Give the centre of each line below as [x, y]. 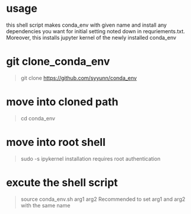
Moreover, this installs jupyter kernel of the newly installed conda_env [91, 37]
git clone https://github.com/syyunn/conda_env [79, 78]
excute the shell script [62, 182]
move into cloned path [62, 102]
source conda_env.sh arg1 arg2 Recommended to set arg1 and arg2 [103, 199]
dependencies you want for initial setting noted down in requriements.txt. [95, 31]
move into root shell [56, 142]
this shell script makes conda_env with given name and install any [87, 25]
